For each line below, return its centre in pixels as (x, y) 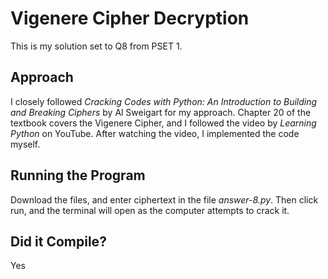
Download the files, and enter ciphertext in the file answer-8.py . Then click (164, 199)
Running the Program (78, 175)
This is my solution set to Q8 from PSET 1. (96, 46)
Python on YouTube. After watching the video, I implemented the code (155, 133)
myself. (25, 144)
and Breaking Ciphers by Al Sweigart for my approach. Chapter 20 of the (161, 112)
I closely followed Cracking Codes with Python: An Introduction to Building (164, 101)
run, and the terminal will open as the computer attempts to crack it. (150, 210)
